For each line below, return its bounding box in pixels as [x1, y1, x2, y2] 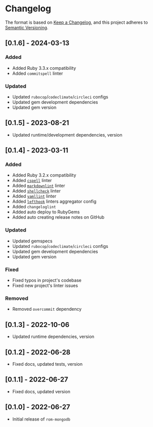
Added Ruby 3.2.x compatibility [12, 172, 76, 178]
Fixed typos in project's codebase [12, 278, 81, 284]
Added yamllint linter [12, 193, 57, 199]
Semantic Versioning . [5, 24, 48, 30]
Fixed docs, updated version [12, 388, 71, 394]
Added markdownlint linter [12, 183, 66, 189]
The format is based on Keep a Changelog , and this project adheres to [5, 19, 148, 25]
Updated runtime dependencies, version [12, 333, 95, 339]
